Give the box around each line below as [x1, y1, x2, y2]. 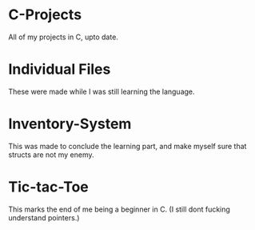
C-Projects [8, 6, 82, 24]
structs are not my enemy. [8, 150, 94, 159]
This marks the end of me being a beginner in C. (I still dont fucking [8, 204, 230, 214]
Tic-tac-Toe [8, 178, 90, 196]
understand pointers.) [8, 212, 80, 222]
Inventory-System [8, 115, 132, 133]
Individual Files [8, 60, 111, 79]
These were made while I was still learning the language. [8, 87, 195, 96]
